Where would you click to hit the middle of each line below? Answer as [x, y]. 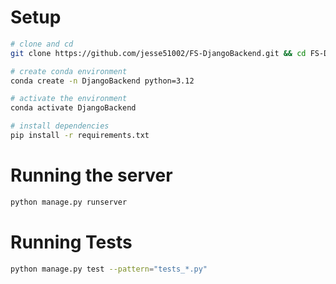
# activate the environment [69, 99]
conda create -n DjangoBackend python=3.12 [102, 81]
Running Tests [71, 242]
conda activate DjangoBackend [73, 108]
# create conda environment [69, 71]
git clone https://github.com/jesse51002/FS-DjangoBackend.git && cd [158, 53]
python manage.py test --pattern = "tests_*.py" [109, 269]
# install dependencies [60, 126]
